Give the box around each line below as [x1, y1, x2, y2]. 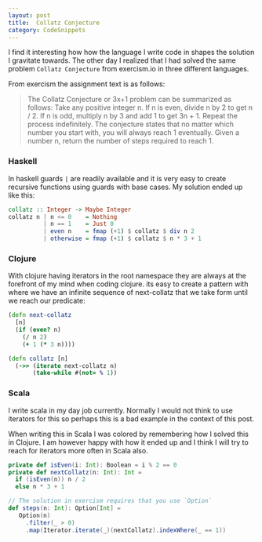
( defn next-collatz [8, 311, 72, 319]
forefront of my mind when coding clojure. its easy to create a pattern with [8, 279, 249, 289]
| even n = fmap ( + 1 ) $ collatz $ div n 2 [42, 227, 195, 235]
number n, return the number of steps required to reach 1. [27, 136, 214, 146]
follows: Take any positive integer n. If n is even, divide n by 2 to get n [27, 103, 253, 112]
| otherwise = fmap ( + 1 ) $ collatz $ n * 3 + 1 [42, 235, 202, 243]
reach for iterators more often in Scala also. [8, 446, 148, 455]
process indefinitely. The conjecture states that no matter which [27, 119, 234, 129]
